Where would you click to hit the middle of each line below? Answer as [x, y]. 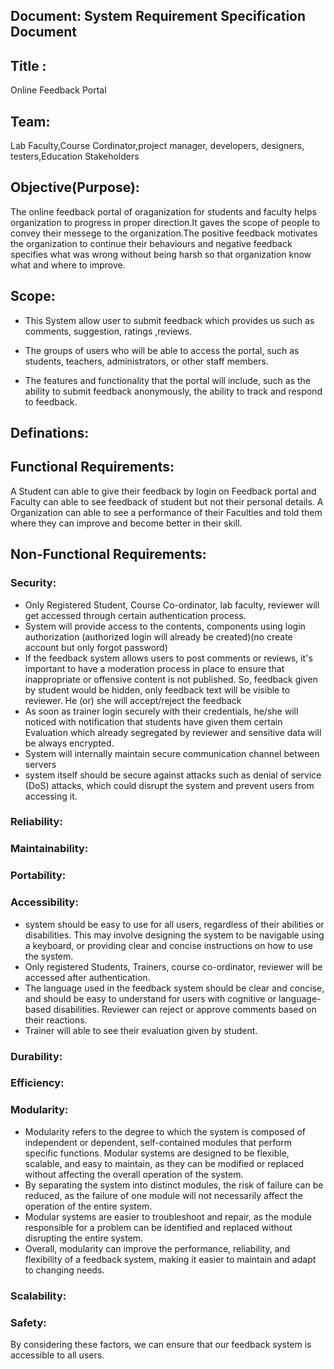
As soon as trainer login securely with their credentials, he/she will [161, 711]
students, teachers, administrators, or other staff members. [146, 361]
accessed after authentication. [87, 977]
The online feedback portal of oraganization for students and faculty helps [163, 211]
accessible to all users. [57, 1355]
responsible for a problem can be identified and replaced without [158, 1227]
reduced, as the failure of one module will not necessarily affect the [164, 1195]
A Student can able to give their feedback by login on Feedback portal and [163, 491]
